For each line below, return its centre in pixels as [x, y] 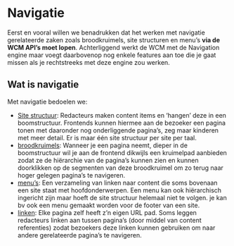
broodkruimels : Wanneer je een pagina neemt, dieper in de [103, 145]
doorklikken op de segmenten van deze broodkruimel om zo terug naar [120, 168]
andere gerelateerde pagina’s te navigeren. [79, 235]
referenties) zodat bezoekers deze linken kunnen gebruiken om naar [116, 228]
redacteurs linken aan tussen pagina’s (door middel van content [109, 220]
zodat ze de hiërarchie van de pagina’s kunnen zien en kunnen [108, 160]
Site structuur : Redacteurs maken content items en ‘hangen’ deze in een [122, 115]
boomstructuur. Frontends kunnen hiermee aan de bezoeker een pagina [122, 123]
